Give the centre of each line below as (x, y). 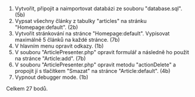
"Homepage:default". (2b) (46, 27)
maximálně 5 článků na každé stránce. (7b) (67, 40)
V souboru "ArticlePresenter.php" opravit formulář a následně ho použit (102, 52)
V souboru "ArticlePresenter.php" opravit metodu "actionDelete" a (95, 65)
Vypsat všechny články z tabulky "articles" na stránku (81, 21)
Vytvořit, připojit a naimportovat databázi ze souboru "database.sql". (98, 9)
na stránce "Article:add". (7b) (50, 58)
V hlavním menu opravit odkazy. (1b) (59, 46)
